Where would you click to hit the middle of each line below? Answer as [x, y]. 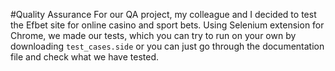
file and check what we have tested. [85, 57]
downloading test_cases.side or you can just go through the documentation [167, 46]
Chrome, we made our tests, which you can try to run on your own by [153, 35]
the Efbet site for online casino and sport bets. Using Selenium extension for [167, 25]
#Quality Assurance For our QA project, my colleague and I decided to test [163, 14]
